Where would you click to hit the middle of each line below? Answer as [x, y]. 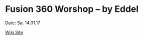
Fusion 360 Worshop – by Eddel [72, 9]
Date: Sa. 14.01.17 [23, 23]
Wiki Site [14, 32]
